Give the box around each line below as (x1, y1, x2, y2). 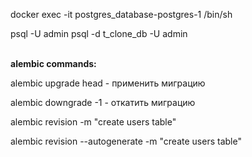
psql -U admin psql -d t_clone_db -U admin (10, 28, 188, 39)
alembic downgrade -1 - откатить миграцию (10, 97, 196, 108)
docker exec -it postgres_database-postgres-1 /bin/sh (10, 9, 233, 20)
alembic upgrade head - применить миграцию (10, 77, 206, 89)
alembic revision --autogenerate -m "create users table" (10, 135, 242, 147)
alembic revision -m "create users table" (10, 116, 177, 128)
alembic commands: (10, 58, 97, 69)
